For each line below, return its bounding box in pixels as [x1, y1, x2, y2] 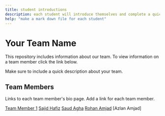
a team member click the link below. [5, 59, 78, 65]
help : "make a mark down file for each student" [5, 16, 107, 21]
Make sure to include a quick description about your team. [5, 68, 123, 74]
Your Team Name [5, 37, 77, 49]
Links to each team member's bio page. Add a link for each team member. [5, 96, 155, 102]
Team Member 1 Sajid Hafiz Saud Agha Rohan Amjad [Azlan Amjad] [5, 105, 141, 111]
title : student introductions [5, 7, 67, 12]
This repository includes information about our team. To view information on [5, 54, 159, 59]
